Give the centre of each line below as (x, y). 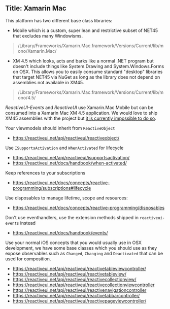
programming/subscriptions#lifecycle (52, 188)
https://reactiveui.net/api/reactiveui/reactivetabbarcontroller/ (76, 295)
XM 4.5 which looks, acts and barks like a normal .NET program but (83, 61)
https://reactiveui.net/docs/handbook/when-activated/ (70, 163)
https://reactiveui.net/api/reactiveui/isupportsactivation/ (71, 157)
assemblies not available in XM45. (48, 82)
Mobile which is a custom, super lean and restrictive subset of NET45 (85, 30)
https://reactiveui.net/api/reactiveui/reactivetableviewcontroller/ (79, 268)
